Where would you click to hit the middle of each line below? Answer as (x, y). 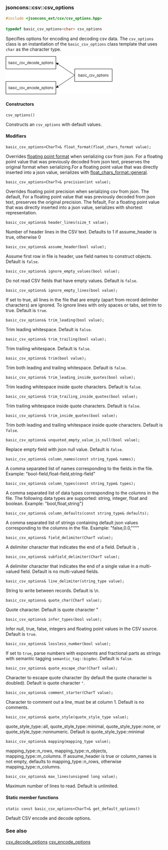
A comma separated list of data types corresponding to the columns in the (82, 493)
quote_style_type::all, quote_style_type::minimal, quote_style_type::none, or (83, 727)
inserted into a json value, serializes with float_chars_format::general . (77, 172)
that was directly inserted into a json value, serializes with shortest (74, 207)
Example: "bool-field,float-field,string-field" (50, 474)
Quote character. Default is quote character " (52, 610)
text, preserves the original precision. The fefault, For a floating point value (82, 202)
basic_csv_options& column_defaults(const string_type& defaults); (77, 513)
